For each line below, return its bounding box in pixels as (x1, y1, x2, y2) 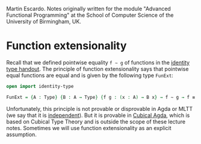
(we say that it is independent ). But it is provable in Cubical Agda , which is (6, 111, 190, 119)
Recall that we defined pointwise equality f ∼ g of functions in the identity (6, 58, 190, 66)
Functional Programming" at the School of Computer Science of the (6, 11, 174, 19)
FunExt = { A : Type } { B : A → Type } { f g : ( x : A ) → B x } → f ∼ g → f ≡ (6, 94, 196, 100)
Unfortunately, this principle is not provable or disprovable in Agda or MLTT (6, 105, 193, 112)
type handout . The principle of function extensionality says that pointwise (6, 65, 189, 72)
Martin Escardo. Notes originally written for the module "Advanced (6, 5, 172, 12)
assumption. (6, 131, 37, 138)
